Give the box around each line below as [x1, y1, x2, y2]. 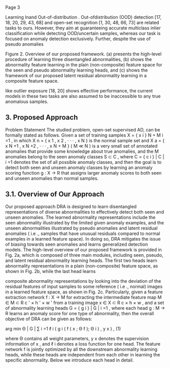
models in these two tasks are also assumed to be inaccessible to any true [5, 93, 161, 99]
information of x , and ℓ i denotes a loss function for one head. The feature [5, 341, 161, 347]
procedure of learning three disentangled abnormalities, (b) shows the [5, 56, 152, 62]
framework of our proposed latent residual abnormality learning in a [5, 73, 147, 78]
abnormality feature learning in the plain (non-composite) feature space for [5, 62, 162, 68]
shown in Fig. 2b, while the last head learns [5, 268, 96, 274]
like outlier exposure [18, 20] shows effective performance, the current [5, 88, 153, 93]
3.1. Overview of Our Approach [5, 190, 105, 198]
